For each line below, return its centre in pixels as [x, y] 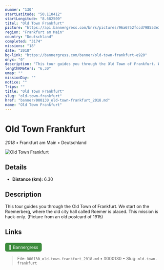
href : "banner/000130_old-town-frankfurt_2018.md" [58, 101]
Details [16, 167]
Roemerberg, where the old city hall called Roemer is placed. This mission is [82, 211]
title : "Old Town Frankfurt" [35, 91]
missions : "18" [20, 46]
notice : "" [16, 82]
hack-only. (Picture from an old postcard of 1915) [54, 217]
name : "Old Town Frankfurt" [34, 105]
